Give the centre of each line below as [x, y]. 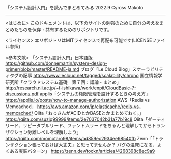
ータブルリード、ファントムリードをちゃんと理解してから [92, 126]
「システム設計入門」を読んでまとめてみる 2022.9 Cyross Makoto [74, 7]
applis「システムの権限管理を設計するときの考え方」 [95, 94]
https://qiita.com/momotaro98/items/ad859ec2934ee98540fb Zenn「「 [80, 138]
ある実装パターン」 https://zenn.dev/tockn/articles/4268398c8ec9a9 [82, 151]
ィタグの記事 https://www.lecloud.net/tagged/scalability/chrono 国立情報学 [84, 76]
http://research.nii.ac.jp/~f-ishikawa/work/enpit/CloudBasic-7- [71, 88]
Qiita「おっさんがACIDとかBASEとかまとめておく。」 [89, 113]
